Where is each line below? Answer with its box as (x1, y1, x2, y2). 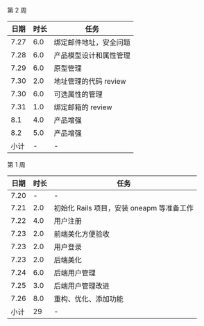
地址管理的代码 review (53, 77, 126, 86)
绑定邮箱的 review (53, 102, 112, 112)
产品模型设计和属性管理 (53, 51, 130, 60)
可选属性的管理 (53, 89, 103, 99)
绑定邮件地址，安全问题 (53, 37, 130, 47)
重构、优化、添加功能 (53, 294, 124, 303)
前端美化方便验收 (53, 229, 110, 239)
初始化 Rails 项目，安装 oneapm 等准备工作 (53, 203, 194, 212)
